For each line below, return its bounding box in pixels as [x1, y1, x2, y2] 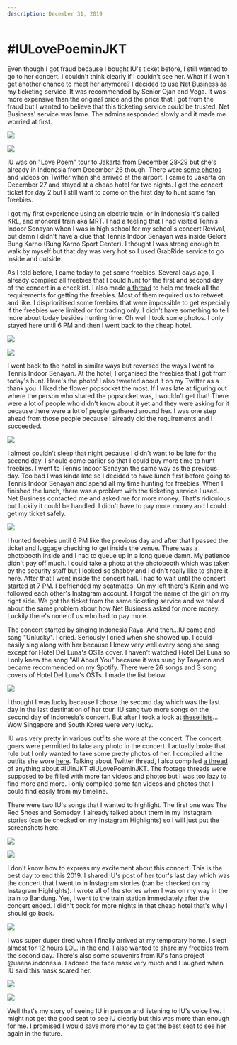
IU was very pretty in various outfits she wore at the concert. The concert [7, 734, 221, 743]
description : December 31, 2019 [7, 10, 103, 18]
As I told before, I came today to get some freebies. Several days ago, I [7, 268, 214, 277]
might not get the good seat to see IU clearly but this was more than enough [7, 1014, 230, 1022]
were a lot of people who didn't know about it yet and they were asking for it [7, 399, 230, 407]
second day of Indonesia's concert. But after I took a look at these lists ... [7, 713, 219, 721]
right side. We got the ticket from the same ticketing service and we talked [7, 596, 224, 605]
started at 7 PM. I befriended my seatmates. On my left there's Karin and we [7, 581, 229, 590]
